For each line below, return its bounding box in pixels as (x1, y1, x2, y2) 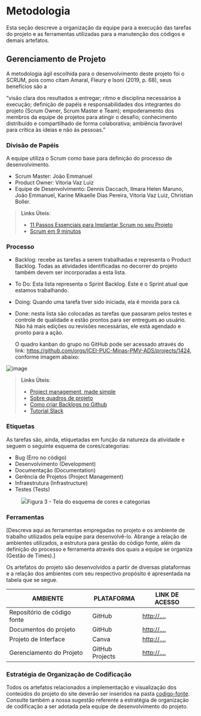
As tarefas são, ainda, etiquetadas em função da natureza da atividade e (6, 436, 185, 443)
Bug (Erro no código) (14, 454, 67, 461)
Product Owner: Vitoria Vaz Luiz (14, 179, 94, 186)
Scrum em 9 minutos (29, 227, 81, 235)
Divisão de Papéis (6, 141, 59, 149)
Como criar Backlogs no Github (29, 401, 108, 408)
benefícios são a (6, 83, 47, 90)
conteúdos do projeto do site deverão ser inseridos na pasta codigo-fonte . (6, 690, 190, 697)
